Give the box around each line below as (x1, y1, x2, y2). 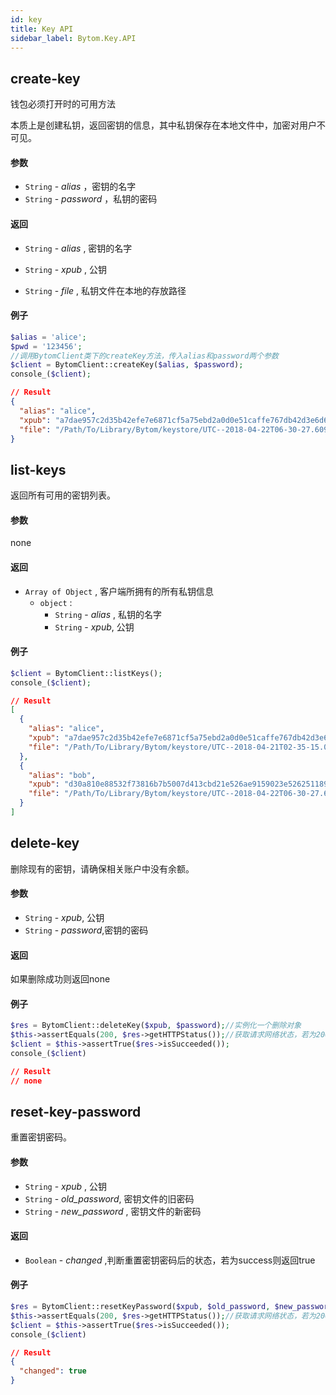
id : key (10, 14, 43, 25)
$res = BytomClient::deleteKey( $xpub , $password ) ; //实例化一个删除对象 (10, 1021, 302, 1031)
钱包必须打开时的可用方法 (10, 98, 116, 110)
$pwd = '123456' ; (10, 341, 83, 351)
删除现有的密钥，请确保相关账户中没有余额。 (10, 862, 195, 875)
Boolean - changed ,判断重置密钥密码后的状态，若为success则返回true (24, 1254, 316, 1266)
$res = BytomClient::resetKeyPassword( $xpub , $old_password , (10, 1302, 271, 1312)
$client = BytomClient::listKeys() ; (10, 668, 163, 678)
